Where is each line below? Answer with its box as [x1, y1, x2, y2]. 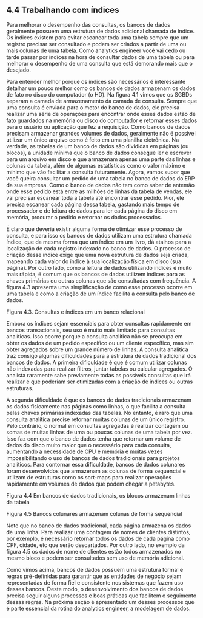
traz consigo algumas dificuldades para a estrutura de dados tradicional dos [6, 352, 197, 359]
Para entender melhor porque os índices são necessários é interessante [6, 78, 186, 85]
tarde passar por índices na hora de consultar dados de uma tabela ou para [6, 53, 195, 60]
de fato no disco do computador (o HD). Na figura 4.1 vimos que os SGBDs [6, 91, 193, 98]
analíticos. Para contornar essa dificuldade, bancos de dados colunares [6, 461, 185, 468]
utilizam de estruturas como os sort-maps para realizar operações [6, 473, 171, 481]
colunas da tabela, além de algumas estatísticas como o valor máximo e [6, 162, 186, 169]
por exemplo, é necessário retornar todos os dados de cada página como [6, 535, 190, 542]
